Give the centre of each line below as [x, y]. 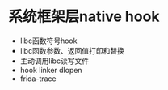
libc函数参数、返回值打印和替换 [72, 50]
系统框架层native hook [84, 17]
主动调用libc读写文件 [55, 61]
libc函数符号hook [48, 41]
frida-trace [38, 79]
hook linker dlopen [51, 70]
